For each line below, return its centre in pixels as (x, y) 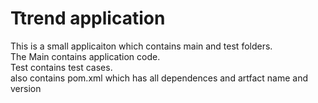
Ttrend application (88, 18)
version (26, 88)
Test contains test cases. (61, 67)
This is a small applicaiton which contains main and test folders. (141, 46)
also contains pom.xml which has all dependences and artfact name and (159, 78)
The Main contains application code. (85, 56)
